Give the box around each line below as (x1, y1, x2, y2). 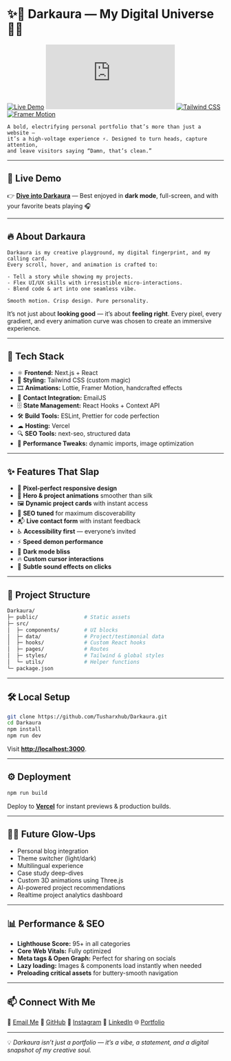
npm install (7, 726, 41, 733)
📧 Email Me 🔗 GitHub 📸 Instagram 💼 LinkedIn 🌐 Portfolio (7, 1018, 165, 1027)
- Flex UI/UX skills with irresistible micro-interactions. (7, 279, 184, 286)
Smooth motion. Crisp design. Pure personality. (7, 297, 149, 304)
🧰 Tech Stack (7, 350, 65, 362)
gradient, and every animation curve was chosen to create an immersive (7, 316, 212, 325)
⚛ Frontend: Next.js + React (16, 369, 98, 377)
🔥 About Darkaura (7, 231, 86, 243)
